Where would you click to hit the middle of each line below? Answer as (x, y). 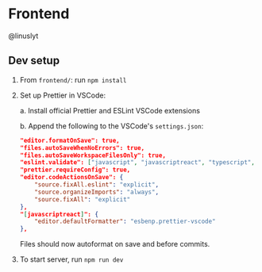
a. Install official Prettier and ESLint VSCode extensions (110, 110)
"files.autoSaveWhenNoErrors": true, (82, 147)
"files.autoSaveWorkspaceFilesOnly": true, (93, 155)
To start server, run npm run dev (71, 259)
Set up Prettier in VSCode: (62, 95)
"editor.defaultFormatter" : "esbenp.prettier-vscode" (125, 222)
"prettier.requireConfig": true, (75, 170)
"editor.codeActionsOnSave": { (71, 178)
